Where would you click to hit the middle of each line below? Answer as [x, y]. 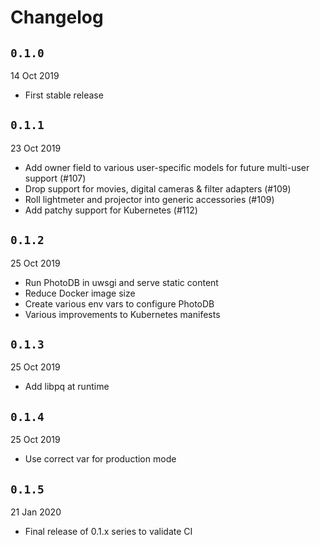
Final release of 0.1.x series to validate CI [108, 532]
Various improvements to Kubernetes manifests [122, 314]
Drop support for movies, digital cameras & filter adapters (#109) [158, 188]
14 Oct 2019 [35, 75]
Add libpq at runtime [67, 387]
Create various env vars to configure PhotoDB [119, 303]
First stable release [64, 95]
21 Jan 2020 [36, 512]
